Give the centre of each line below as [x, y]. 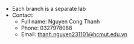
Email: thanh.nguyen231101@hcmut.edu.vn [74, 34]
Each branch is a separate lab [49, 9]
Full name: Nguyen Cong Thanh [60, 21]
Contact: [23, 15]
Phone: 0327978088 [46, 28]
